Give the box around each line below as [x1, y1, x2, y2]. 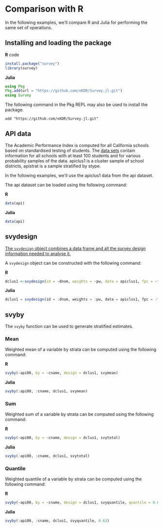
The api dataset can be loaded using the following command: [5, 182, 128, 188]
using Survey [5, 93, 32, 98]
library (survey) [5, 66, 38, 71]
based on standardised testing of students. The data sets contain [5, 147, 135, 153]
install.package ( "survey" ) [5, 61, 60, 66]
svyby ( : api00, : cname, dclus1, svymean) [5, 389, 88, 394]
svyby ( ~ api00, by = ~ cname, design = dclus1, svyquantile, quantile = [5, 500, 151, 505]
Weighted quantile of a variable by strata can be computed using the [5, 476, 142, 482]
